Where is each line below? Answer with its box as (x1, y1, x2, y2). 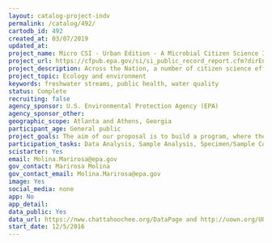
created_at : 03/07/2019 (8, 34, 89, 43)
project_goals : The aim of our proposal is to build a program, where (8, 132, 252, 140)
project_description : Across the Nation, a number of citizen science (8, 65, 252, 73)
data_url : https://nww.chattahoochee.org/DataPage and (8, 215, 198, 224)
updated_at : (8, 42, 49, 50)
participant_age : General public (8, 125, 121, 133)
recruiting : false (8, 95, 70, 103)
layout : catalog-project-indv (8, 11, 111, 20)
